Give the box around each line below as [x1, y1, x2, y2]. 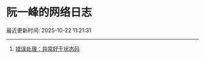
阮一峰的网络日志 [6, 5, 93, 19]
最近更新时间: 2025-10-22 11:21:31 [6, 27, 92, 34]
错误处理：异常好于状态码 [15, 45, 80, 52]
